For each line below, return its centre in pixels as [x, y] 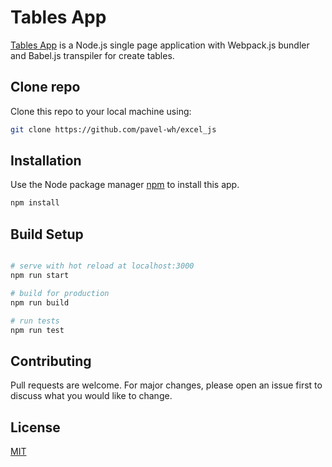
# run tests [35, 321]
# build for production [60, 293]
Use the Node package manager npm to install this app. [125, 185]
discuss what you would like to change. [91, 396]
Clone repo [45, 87]
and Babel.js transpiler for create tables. [92, 55]
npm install [35, 203]
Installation [46, 161]
